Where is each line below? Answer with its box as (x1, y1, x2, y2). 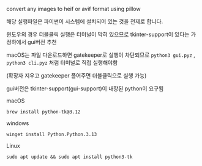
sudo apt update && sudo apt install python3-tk (6, 154, 133, 160)
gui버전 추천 (27, 38, 57, 45)
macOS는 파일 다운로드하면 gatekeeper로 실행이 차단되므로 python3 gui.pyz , (6, 51, 196, 59)
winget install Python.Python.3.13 (6, 131, 97, 137)
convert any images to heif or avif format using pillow (6, 5, 141, 12)
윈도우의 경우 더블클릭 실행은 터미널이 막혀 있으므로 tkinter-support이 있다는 (6, 31, 190, 38)
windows (6, 120, 29, 127)
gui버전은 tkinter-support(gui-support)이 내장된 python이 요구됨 (6, 85, 164, 92)
